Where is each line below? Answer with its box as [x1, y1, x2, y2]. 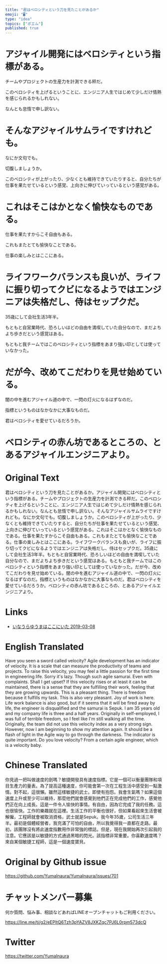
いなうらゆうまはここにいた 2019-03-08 [12, 623, 95, 629]
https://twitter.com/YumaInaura [5, 953, 70, 959]
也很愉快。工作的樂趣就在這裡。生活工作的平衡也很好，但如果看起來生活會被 [5, 807, 162, 813]
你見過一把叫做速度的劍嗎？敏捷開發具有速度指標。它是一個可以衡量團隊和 [5, 776, 158, 783]
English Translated [5, 642, 84, 652]
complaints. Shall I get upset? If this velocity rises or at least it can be [5, 679, 147, 685]
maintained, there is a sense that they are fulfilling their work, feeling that [5, 684, 155, 690]
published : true [5, 26, 39, 31]
